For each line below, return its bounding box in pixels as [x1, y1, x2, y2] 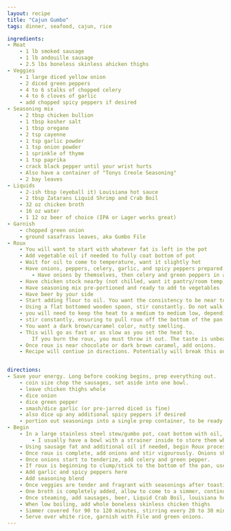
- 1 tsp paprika [19, 157, 67, 163]
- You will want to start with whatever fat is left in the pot [19, 246, 208, 253]
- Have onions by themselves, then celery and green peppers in [32, 271, 220, 278]
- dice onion [19, 392, 57, 399]
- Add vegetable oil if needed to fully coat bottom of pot [19, 252, 195, 260]
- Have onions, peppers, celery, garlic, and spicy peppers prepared [19, 265, 223, 272]
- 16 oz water [19, 207, 60, 215]
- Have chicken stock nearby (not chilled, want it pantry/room [19, 278, 208, 285]
